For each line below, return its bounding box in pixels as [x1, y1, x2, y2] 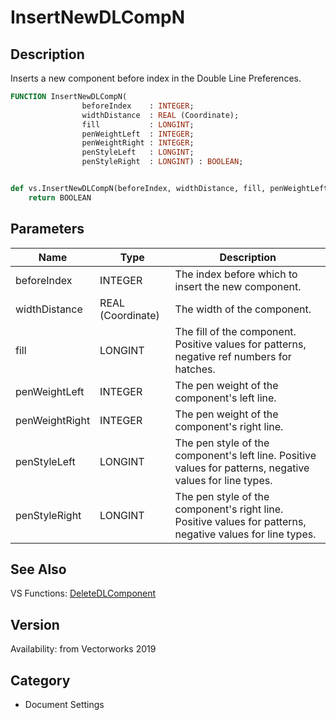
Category [10, 672, 71, 689]
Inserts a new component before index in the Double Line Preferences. [10, 72, 302, 84]
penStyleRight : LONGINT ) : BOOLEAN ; [81, 157, 244, 167]
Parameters [10, 221, 85, 238]
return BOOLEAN [28, 192, 92, 203]
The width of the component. [174, 302, 312, 316]
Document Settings [24, 699, 105, 710]
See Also [10, 561, 67, 578]
